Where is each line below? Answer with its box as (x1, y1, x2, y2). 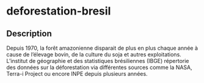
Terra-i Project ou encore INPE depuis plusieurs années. (6, 70, 148, 77)
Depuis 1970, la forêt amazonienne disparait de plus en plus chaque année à (6, 44, 199, 51)
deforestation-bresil (6, 4, 111, 18)
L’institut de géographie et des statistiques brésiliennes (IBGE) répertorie (6, 58, 189, 64)
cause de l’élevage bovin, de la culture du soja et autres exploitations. (6, 51, 181, 58)
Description (6, 28, 52, 39)
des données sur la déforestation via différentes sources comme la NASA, (6, 64, 192, 71)
